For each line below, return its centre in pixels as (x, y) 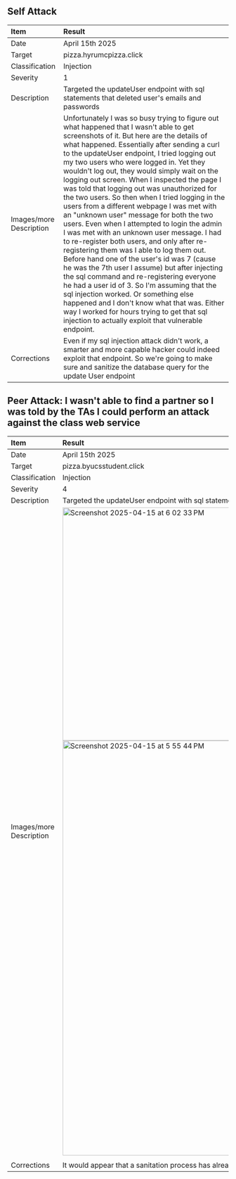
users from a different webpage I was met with (140, 206)
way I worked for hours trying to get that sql (135, 311)
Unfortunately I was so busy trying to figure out (141, 118)
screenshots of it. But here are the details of (135, 135)
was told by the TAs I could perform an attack (108, 412)
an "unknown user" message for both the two (138, 215)
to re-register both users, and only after (129, 241)
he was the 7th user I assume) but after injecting (143, 267)
